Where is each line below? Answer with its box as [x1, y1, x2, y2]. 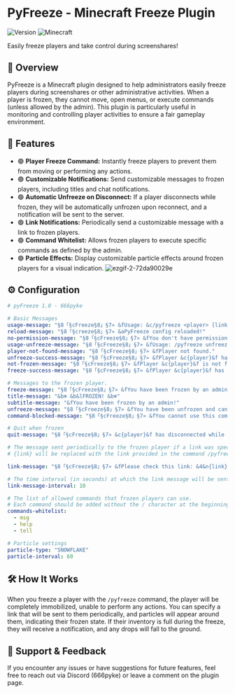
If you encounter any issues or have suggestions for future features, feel [7, 664, 216, 672]
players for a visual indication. [17, 263, 104, 272]
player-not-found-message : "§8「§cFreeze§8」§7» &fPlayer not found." [7, 347, 215, 354]
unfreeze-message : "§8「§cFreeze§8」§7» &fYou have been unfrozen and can [7, 405, 228, 413]
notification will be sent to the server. [17, 210, 124, 218]
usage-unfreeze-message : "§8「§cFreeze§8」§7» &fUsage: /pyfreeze [7, 341, 203, 348]
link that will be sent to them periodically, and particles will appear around [7, 610, 220, 619]
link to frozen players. [17, 228, 80, 236]
